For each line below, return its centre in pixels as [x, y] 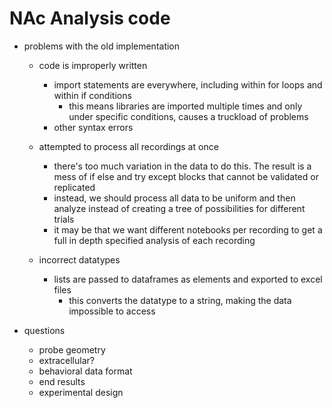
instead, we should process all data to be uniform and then [174, 198]
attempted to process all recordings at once [128, 146]
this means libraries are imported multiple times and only [185, 106]
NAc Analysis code [90, 18]
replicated [74, 187]
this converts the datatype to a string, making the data [180, 300]
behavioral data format [85, 371]
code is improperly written [93, 65]
